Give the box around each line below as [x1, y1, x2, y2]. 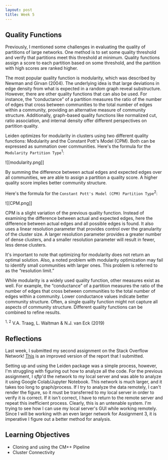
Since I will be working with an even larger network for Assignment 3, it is [5, 411, 157, 417]
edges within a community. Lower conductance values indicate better [5, 293, 149, 299]
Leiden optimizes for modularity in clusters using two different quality [5, 133, 149, 139]
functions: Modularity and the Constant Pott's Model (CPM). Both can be [5, 138, 155, 144]
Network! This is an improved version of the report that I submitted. [5, 353, 144, 359]
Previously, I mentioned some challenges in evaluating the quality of [5, 44, 146, 50]
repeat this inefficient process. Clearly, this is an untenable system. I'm [5, 400, 151, 406]
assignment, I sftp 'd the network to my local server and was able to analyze [5, 374, 161, 380]
